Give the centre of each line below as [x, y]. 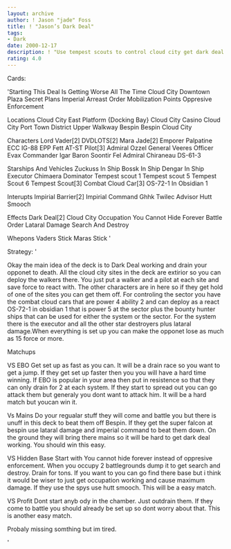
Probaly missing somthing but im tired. [62, 529]
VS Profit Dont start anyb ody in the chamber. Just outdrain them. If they [110, 501]
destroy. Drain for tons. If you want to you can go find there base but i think [114, 473]
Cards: [17, 78]
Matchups [21, 352]
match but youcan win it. [42, 402]
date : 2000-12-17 [32, 46]
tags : [15, 33]
